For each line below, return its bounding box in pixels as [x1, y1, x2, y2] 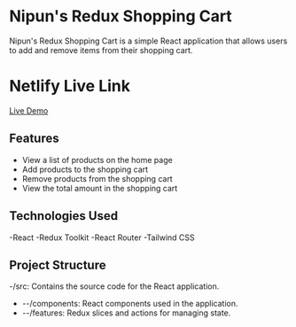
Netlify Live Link [9, 76, 131, 97]
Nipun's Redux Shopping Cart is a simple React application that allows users [9, 35, 288, 46]
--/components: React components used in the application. [21, 299, 238, 309]
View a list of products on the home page [21, 154, 173, 165]
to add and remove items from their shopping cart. [9, 44, 193, 55]
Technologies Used [9, 208, 118, 223]
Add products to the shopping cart [21, 164, 149, 175]
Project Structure [9, 257, 106, 272]
